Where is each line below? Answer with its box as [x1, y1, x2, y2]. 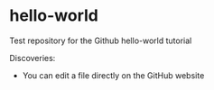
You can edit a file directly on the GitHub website [22, 69, 205, 81]
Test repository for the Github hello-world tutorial [9, 35, 192, 46]
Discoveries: [9, 52, 56, 63]
